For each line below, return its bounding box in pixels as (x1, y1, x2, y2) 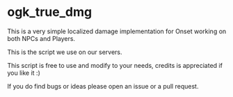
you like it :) (7, 69, 40, 77)
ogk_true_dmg (7, 4, 93, 20)
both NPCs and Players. (7, 34, 75, 42)
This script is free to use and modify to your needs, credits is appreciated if (7, 61, 223, 69)
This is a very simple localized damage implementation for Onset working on (7, 27, 227, 35)
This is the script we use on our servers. (7, 48, 123, 56)
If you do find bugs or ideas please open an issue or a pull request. (7, 82, 199, 90)
